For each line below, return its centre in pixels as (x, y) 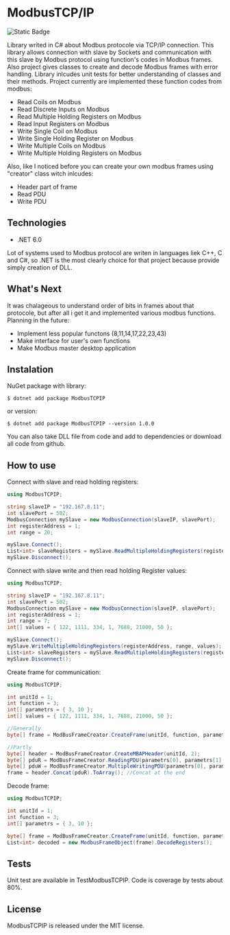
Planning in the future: (38, 320)
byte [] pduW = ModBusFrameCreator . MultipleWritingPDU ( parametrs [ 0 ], (107, 766)
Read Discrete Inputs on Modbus (63, 109)
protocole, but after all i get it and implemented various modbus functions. (112, 313)
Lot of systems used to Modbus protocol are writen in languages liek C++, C (115, 252)
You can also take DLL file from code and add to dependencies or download (114, 436)
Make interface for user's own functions (74, 340)
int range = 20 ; (30, 532)
